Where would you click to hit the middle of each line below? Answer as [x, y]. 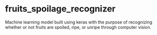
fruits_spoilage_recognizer [60, 9]
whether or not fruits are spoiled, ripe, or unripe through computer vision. [78, 27]
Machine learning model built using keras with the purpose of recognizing [79, 22]
